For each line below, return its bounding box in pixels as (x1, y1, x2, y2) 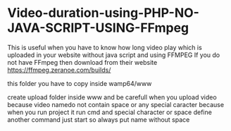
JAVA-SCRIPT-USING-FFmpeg (7, 20, 189, 36)
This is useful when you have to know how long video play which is (7, 43, 202, 51)
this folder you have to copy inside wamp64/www (7, 79, 152, 87)
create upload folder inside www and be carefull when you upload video (7, 93, 217, 101)
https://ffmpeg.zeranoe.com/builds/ (7, 65, 111, 74)
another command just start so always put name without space (7, 115, 190, 124)
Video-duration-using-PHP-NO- (7, 5, 199, 21)
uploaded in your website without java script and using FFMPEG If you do (7, 51, 220, 59)
